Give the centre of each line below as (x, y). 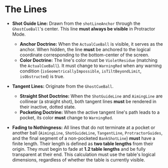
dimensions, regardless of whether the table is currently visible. (78, 160)
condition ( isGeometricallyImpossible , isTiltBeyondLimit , (80, 71)
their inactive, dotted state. (48, 107)
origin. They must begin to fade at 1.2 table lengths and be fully (79, 149)
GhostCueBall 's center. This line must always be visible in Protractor (83, 28)
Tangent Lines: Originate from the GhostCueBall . (63, 86)
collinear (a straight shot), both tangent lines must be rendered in (88, 101)
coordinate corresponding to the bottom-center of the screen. (85, 55)
